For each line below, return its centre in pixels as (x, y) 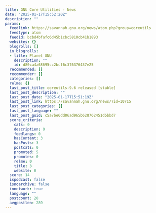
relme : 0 (23, 161)
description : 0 (30, 129)
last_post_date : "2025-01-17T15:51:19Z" (52, 97)
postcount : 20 (24, 198)
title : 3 (23, 166)
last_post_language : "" (34, 111)
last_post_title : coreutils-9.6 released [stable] (63, 88)
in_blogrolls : (24, 51)
